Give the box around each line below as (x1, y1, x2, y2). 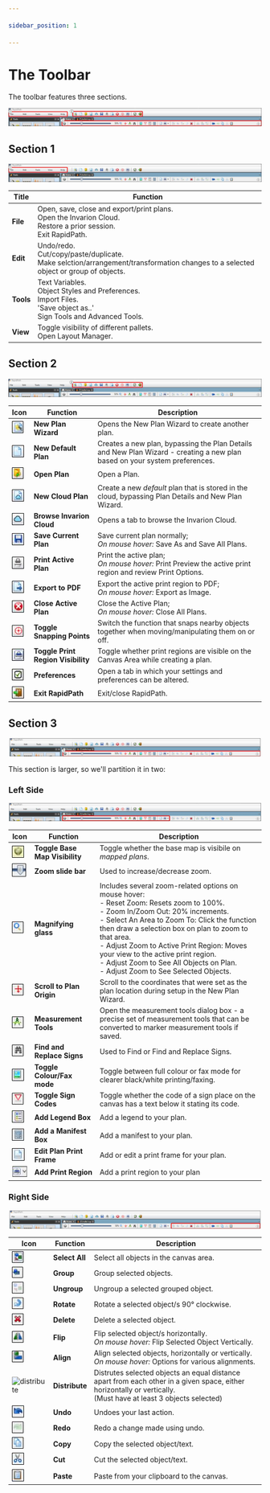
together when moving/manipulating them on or (97, 627, 256, 637)
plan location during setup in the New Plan (99, 986, 239, 995)
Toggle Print (33, 646, 76, 656)
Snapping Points (33, 631, 91, 641)
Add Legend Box (34, 1113, 91, 1122)
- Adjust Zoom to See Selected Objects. (99, 966, 231, 976)
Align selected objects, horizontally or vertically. (93, 1348, 253, 1358)
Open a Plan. (97, 469, 140, 478)
